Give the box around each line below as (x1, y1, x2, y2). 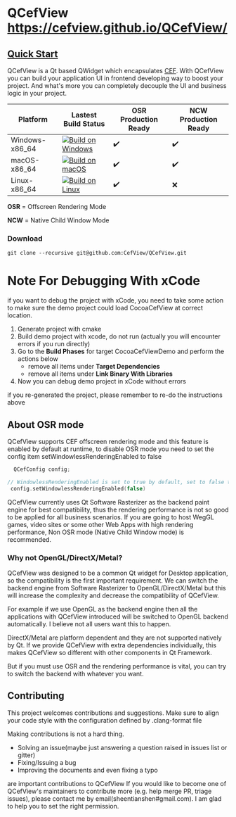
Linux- (11, 176, 34, 185)
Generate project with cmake (17, 325, 102, 334)
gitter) (17, 751, 36, 759)
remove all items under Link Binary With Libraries (27, 369, 173, 378)
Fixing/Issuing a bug (17, 758, 77, 766)
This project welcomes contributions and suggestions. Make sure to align (7, 709, 219, 717)
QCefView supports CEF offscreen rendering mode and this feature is (7, 438, 209, 446)
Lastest (71, 110, 97, 120)
